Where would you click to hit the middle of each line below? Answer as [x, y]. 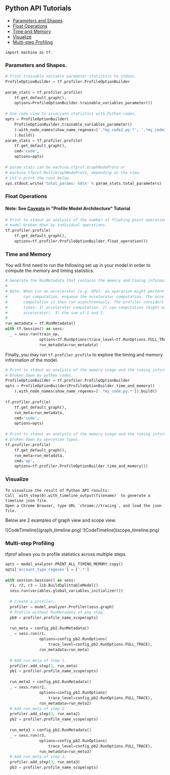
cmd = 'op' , [25, 461]
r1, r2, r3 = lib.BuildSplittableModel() [54, 586]
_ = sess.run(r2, [28, 687]
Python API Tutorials [38, 8]
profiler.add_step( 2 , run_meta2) [45, 714]
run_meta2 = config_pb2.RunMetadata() [51, 682]
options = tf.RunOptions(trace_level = [78, 340]
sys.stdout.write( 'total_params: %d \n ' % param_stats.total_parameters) [83, 183]
